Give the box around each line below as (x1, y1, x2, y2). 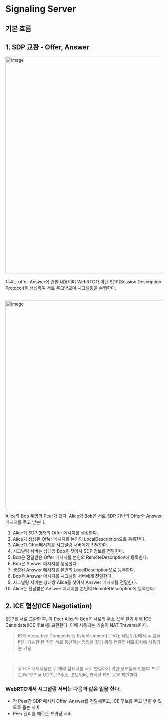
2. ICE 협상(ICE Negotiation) (5, 602, 92, 610)
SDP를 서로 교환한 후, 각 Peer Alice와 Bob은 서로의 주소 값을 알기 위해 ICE (5, 616, 151, 622)
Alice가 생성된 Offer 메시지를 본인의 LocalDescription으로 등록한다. (12, 536, 146, 542)
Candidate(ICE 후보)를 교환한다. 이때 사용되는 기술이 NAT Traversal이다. (5, 622, 149, 628)
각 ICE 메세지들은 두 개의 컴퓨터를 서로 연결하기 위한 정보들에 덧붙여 (17, 666, 150, 672)
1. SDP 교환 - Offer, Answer (5, 43, 90, 51)
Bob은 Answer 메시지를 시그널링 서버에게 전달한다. (12, 573, 113, 579)
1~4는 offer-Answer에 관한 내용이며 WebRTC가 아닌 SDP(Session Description (5, 279, 162, 285)
